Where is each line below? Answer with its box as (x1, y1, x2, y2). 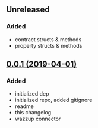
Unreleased (6, 5, 50, 15)
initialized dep (14, 90, 49, 97)
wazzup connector (14, 115, 61, 123)
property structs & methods (14, 42, 83, 49)
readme (14, 103, 34, 110)
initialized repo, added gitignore (14, 97, 93, 104)
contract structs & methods (14, 35, 82, 43)
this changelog (14, 109, 52, 116)
